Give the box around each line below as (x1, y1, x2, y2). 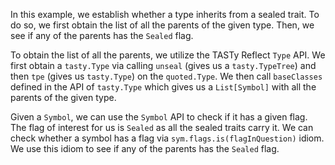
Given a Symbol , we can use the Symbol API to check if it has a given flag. (10, 111, 308, 123)
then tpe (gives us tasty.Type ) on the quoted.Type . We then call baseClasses (10, 70, 323, 82)
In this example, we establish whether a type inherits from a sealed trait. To (10, 9, 320, 20)
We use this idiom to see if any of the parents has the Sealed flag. (10, 143, 280, 154)
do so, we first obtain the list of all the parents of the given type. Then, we (10, 19, 315, 31)
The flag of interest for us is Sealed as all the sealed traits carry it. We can (10, 122, 314, 133)
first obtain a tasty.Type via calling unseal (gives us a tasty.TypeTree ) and (10, 60, 317, 71)
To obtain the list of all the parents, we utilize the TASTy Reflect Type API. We (10, 49, 326, 61)
